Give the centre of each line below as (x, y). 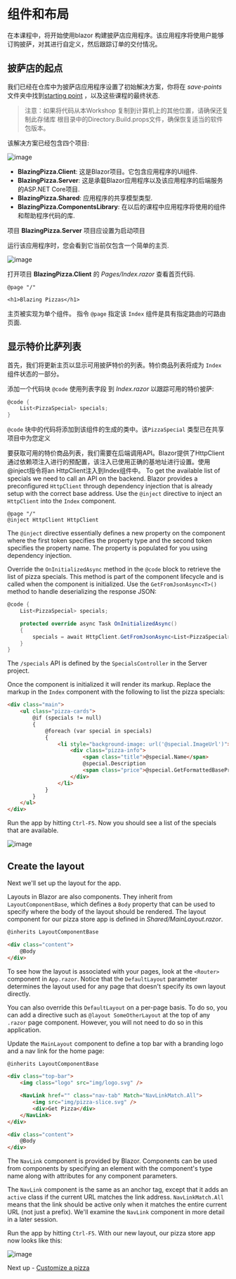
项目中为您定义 (29, 438)
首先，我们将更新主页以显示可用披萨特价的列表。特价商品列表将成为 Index (114, 365)
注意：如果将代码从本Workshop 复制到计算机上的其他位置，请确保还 (123, 110)
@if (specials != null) (67, 718)
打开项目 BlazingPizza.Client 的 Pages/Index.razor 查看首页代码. (101, 274)
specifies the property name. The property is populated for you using (107, 548)
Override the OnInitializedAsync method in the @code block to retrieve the (114, 569)
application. (24, 1030)
